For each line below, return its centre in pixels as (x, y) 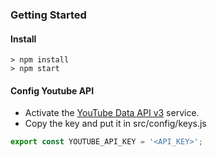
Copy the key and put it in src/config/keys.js (115, 124)
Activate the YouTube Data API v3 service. (112, 113)
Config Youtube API (52, 90)
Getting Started (48, 15)
